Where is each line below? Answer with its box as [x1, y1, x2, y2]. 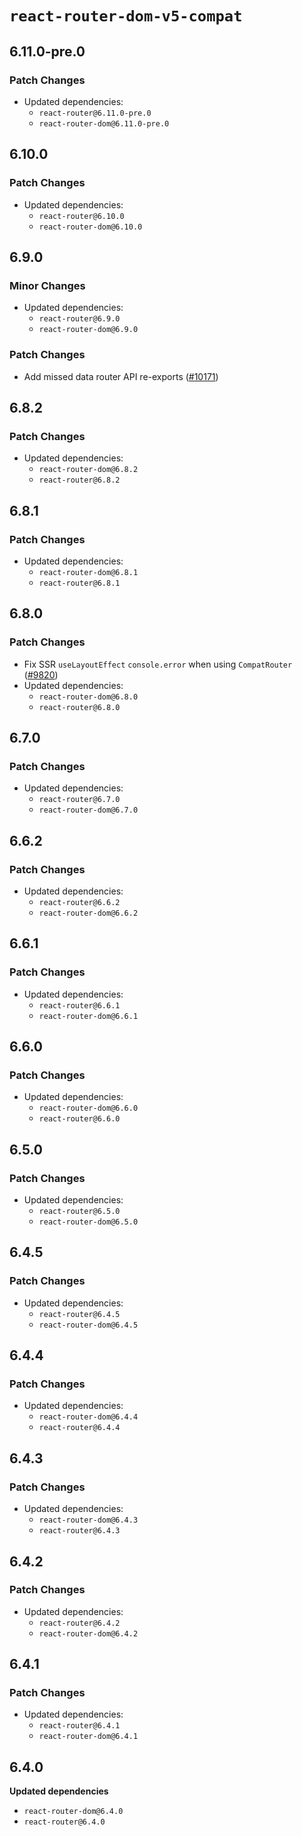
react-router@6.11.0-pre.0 [38, 108, 152, 118]
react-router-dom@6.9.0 [38, 325, 139, 335]
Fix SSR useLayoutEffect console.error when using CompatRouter [23, 658, 293, 670]
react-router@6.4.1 [38, 1721, 121, 1731]
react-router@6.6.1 [38, 1000, 121, 1011]
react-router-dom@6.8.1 [38, 567, 139, 577]
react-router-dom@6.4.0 [23, 1807, 124, 1817]
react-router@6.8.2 [38, 475, 121, 486]
